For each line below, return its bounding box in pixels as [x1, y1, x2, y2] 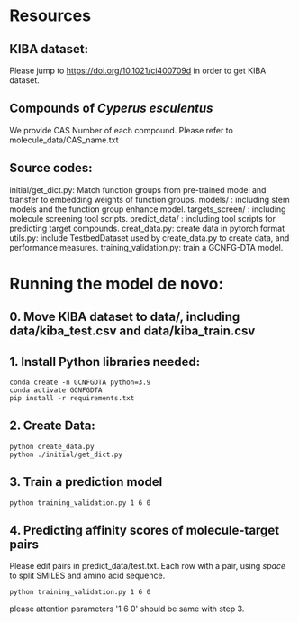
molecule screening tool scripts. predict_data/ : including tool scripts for [9, 213, 276, 224]
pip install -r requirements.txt [9, 394, 135, 403]
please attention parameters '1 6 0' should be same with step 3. [9, 603, 245, 614]
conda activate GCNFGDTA [9, 386, 103, 395]
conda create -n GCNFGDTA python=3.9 [9, 378, 151, 388]
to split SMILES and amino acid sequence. [9, 570, 166, 582]
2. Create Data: [9, 418, 96, 434]
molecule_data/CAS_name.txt [9, 134, 119, 145]
